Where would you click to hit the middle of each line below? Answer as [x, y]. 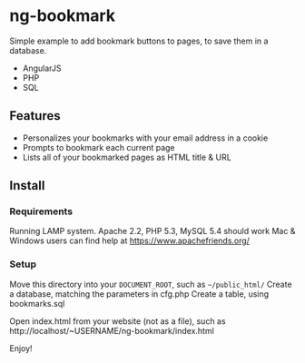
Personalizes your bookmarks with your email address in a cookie [145, 138]
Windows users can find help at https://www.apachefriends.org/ [129, 240]
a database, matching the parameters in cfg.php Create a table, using [139, 294]
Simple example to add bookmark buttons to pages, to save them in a [139, 41]
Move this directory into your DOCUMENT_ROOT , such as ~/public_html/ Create [151, 284]
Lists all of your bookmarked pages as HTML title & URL [127, 157]
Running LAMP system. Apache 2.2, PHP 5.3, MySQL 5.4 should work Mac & [152, 231]
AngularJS [42, 68]
